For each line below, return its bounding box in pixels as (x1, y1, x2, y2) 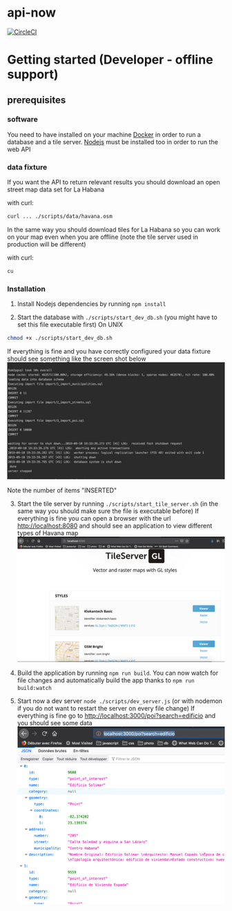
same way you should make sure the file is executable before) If (17, 507, 200, 515)
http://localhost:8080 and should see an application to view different (17, 521, 213, 530)
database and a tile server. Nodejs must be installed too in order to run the (7, 137, 219, 146)
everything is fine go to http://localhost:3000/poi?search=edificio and (17, 711, 216, 720)
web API (7, 145, 31, 153)
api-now (7, 5, 57, 21)
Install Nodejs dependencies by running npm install (17, 300, 166, 308)
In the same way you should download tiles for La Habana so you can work (7, 225, 221, 233)
